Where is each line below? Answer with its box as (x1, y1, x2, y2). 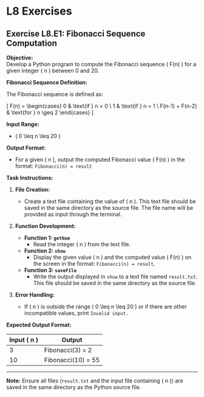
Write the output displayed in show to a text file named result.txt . (33, 273, 198, 280)
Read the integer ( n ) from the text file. (33, 241, 131, 247)
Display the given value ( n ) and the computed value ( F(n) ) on (33, 254, 192, 261)
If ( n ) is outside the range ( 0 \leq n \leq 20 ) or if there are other (24, 303, 187, 310)
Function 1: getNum (24, 234, 70, 241)
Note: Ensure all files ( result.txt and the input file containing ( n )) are (6, 377, 183, 384)
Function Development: (15, 223, 76, 229)
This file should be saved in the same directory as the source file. (33, 280, 197, 286)
